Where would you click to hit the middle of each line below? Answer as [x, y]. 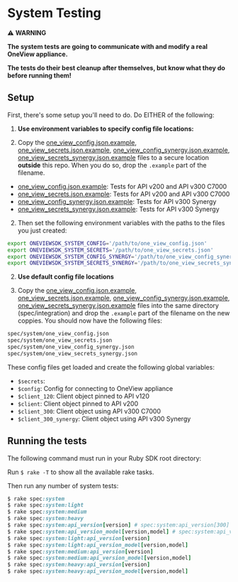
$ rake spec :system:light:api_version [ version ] [79, 538]
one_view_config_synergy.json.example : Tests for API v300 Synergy [117, 201]
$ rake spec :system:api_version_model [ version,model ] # [91, 532]
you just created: [42, 230]
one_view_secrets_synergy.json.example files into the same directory [118, 306]
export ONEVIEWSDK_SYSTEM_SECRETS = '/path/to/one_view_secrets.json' [110, 250]
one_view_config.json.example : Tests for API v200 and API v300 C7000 [122, 186]
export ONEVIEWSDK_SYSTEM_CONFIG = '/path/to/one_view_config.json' [107, 243]
